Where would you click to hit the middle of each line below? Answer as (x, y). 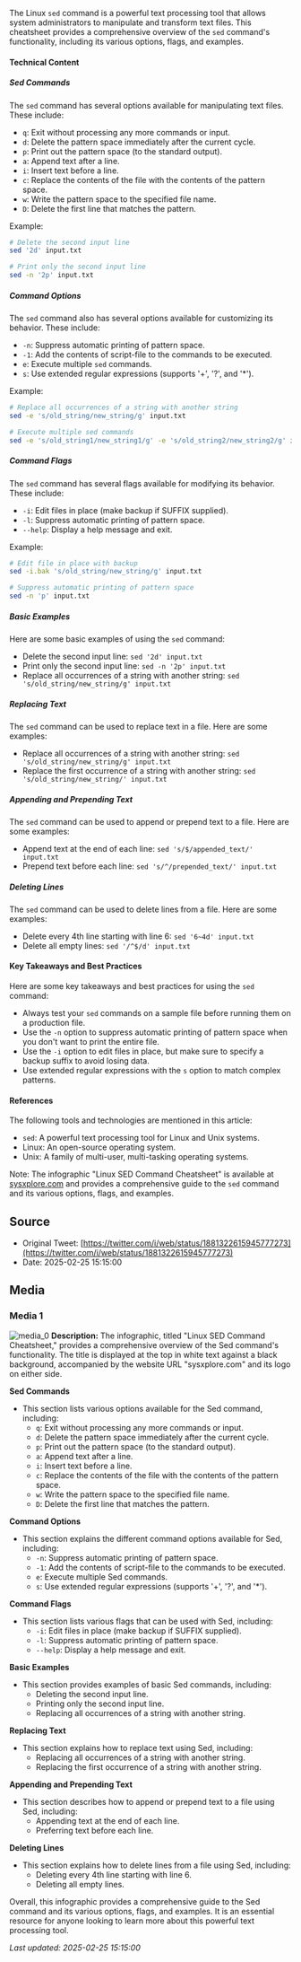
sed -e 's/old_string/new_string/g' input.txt (98, 416)
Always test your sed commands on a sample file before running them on (156, 1013)
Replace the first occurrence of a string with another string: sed (139, 770)
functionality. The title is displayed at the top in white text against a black (143, 1354)
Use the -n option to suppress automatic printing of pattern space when (155, 1032)
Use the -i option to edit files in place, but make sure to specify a (143, 1051)
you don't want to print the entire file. (90, 1042)
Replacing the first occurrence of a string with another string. (148, 1766)
